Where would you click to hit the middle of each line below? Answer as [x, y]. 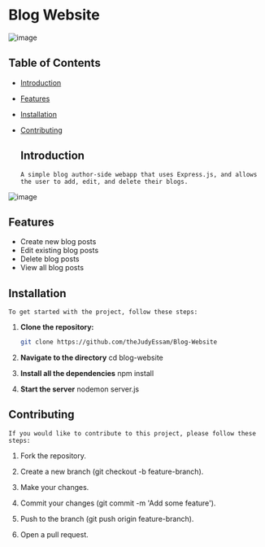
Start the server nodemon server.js [80, 389]
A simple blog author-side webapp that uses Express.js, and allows [139, 174]
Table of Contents [55, 63]
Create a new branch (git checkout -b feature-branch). [112, 471]
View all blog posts [52, 268]
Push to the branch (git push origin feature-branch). [107, 519]
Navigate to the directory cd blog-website [92, 358]
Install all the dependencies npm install [87, 374]
